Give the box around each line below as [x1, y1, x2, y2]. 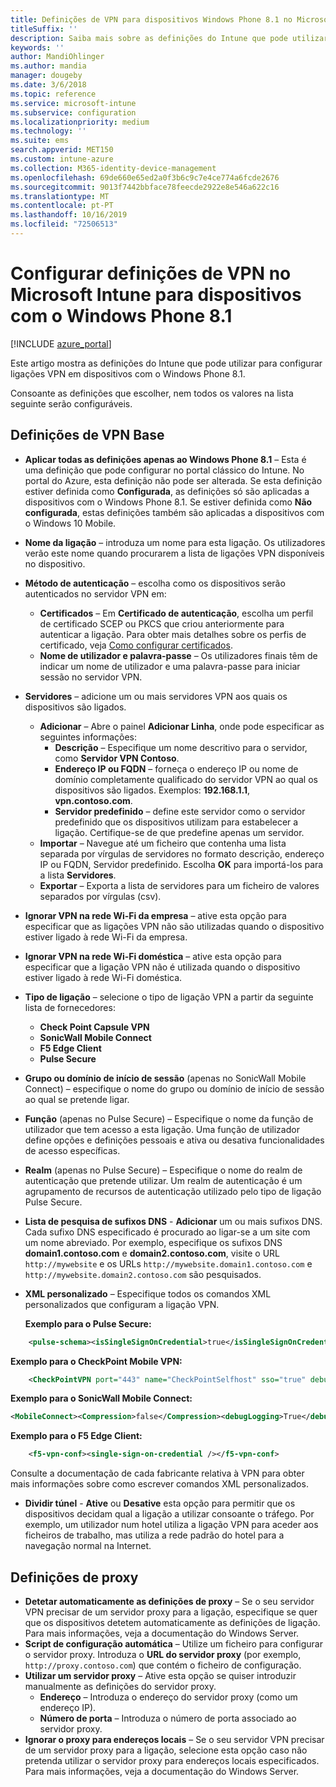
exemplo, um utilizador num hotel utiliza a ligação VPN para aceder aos [24, 1519, 319, 1531]
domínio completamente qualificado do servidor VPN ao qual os [54, 773, 318, 785]
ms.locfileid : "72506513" [10, 219, 118, 230]
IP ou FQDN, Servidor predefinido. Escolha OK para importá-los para [39, 858, 324, 870]
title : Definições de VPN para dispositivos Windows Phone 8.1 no [10, 14, 293, 25]
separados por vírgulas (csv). [39, 890, 162, 902]
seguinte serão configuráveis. [10, 397, 133, 410]
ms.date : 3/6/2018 [10, 80, 87, 90]
